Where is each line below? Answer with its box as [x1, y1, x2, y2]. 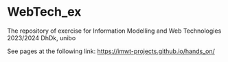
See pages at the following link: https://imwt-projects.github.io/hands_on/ [7, 47, 215, 55]
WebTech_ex [7, 4, 82, 20]
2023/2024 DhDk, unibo [7, 33, 76, 42]
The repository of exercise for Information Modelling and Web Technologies [7, 27, 222, 35]
